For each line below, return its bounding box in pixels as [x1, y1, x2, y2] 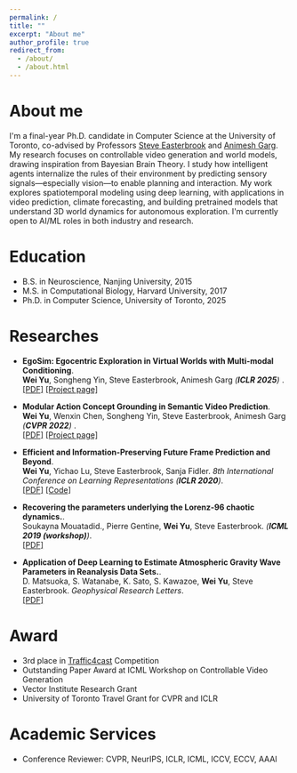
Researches [9, 326, 100, 346]
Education [9, 246, 86, 267]
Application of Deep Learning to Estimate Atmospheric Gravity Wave [21, 557, 282, 568]
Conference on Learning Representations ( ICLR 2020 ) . [21, 475, 224, 486]
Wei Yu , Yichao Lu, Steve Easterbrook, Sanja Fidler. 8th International [21, 465, 274, 476]
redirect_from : [9, 46, 66, 55]
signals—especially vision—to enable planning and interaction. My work [9, 177, 273, 188]
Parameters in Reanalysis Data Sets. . [21, 566, 162, 576]
